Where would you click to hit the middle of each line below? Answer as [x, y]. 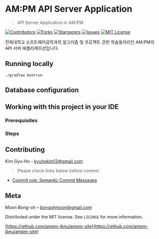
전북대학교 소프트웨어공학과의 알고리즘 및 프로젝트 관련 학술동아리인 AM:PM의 [80, 42]
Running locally [29, 64]
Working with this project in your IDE [62, 107]
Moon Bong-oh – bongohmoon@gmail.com [48, 207]
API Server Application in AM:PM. [51, 22]
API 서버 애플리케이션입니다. [32, 48]
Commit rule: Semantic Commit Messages [55, 180]
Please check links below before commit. [58, 171]
